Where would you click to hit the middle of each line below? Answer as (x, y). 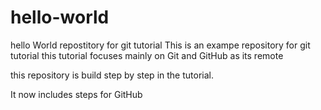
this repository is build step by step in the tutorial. (112, 75)
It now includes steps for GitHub (76, 94)
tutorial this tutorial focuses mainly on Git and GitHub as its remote (147, 55)
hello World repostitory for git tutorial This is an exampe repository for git (160, 45)
